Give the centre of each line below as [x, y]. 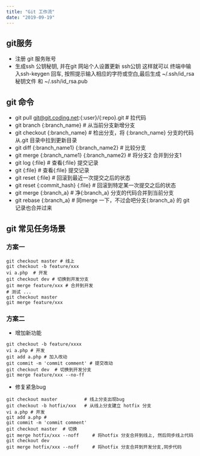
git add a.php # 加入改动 [37, 357]
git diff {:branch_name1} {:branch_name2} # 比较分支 [80, 148]
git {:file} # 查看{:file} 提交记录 [52, 170]
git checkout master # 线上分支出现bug [65, 400]
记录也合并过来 [33, 208]
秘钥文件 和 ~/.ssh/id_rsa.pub [51, 81]
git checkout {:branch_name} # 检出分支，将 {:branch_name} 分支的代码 [104, 133]
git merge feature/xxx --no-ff [45, 375]
